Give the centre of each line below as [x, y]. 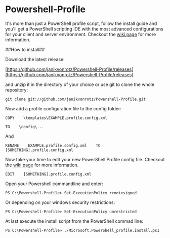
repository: [17, 90]
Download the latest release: [35, 59]
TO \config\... [25, 127]
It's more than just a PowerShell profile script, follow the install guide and [81, 23]
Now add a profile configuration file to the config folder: [63, 108]
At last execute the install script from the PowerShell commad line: [74, 221]
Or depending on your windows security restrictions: [60, 202]
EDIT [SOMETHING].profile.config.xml [49, 174]
